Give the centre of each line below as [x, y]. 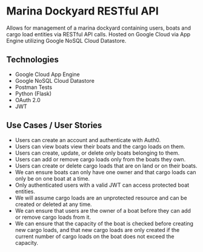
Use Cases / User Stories [54, 125]
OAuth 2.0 [28, 100]
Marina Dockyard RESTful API [82, 11]
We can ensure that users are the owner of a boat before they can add [103, 210]
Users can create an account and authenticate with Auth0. [88, 140]
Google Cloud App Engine [47, 74]
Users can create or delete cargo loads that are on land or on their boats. [106, 166]
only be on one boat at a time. [52, 178]
